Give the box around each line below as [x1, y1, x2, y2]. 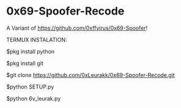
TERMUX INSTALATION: [6, 36, 67, 43]
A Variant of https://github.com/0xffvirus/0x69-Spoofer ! [6, 24, 148, 32]
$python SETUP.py [6, 83, 54, 90]
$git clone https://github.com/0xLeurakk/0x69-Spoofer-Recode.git [6, 71, 175, 78]
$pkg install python [6, 47, 55, 55]
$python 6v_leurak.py [6, 95, 61, 102]
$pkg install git [6, 59, 44, 67]
